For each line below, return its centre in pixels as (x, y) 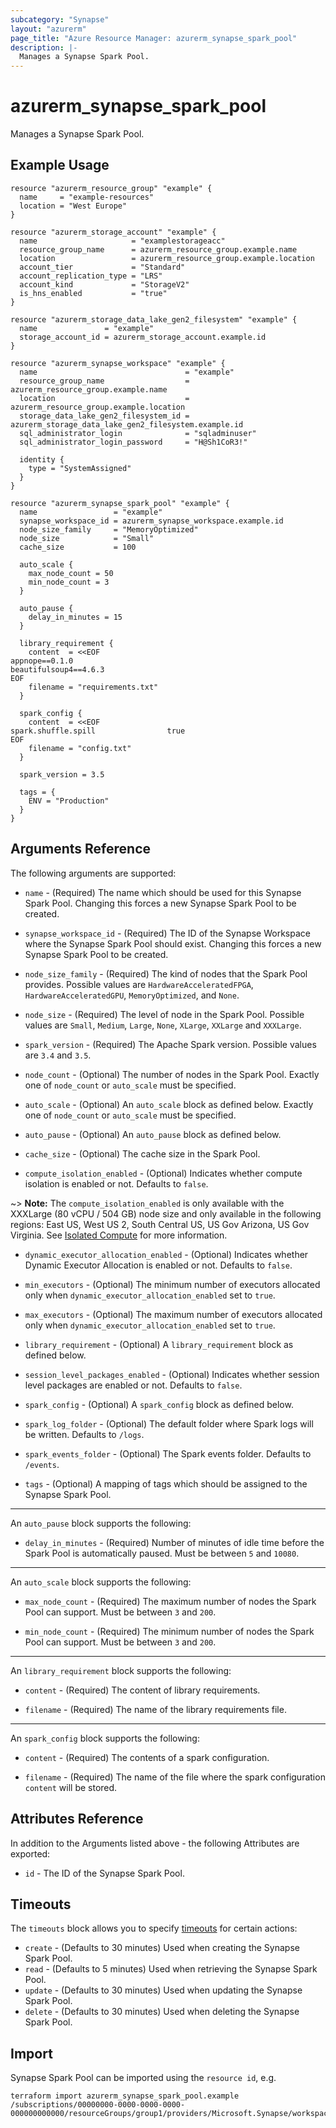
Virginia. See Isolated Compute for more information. (119, 1235)
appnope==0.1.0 (42, 661)
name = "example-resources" (87, 197)
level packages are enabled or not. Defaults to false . (133, 1385)
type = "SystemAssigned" (80, 468)
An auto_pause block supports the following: (101, 1523)
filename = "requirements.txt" (93, 687)
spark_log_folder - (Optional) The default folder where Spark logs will (169, 1423)
